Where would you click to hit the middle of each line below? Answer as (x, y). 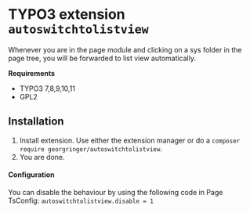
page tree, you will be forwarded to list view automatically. (102, 58)
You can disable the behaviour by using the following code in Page (116, 192)
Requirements (32, 73)
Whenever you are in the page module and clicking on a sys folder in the (125, 49)
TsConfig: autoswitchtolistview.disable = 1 (81, 200)
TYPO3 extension (67, 14)
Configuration (31, 175)
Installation (36, 122)
